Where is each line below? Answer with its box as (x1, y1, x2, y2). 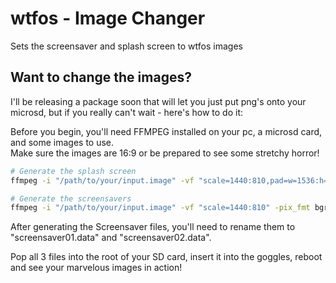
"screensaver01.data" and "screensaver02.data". (10, 232, 212, 244)
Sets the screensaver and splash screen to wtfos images (10, 40, 243, 52)
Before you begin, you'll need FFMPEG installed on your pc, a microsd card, (10, 125, 323, 137)
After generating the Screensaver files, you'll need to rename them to (10, 221, 296, 233)
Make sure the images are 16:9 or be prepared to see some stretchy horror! (10, 147, 320, 159)
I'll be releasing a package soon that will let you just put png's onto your (10, 95, 307, 107)
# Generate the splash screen (10, 166, 137, 176)
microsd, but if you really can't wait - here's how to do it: (10, 106, 243, 118)
